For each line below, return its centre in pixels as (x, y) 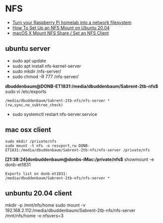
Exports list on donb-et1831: (37, 174)
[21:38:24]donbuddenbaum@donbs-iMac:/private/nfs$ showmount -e (80, 159)
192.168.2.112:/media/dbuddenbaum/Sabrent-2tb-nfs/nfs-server (70, 211)
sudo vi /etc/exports (26, 91)
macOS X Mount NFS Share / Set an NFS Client (61, 33)
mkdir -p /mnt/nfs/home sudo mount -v (45, 205)
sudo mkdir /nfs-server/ (37, 71)
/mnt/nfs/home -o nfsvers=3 (34, 216)
